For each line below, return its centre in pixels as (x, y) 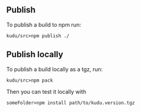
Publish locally (35, 54)
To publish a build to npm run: (44, 24)
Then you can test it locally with (46, 91)
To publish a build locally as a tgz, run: (55, 69)
